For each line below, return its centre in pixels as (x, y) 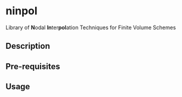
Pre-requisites (33, 66)
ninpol (21, 11)
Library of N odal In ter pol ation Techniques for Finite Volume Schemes (91, 27)
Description (28, 46)
